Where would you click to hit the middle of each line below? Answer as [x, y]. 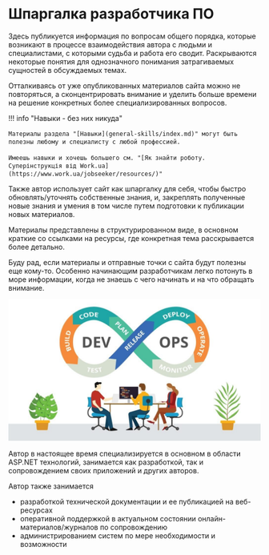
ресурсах [36, 510]
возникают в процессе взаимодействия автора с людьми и [110, 44]
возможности [43, 545]
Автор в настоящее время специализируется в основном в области [125, 454]
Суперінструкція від [43, 166]
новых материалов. [42, 214]
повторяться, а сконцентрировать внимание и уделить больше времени [132, 94]
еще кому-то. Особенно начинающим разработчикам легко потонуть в [130, 271]
